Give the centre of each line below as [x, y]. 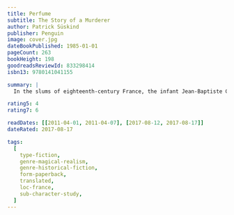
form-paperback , [44, 175]
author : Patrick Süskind [43, 27]
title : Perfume [29, 14]
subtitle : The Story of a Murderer [59, 20]
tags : [15, 142]
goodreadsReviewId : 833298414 [51, 66]
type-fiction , [40, 155]
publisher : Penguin [36, 33]
